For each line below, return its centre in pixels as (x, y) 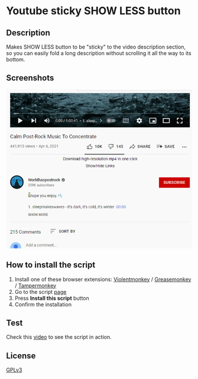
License (21, 356)
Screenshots (30, 78)
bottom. (16, 59)
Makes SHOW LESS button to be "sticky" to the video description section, (96, 47)
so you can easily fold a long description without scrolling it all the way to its (99, 53)
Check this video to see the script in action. (59, 337)
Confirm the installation (43, 304)
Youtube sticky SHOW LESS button (94, 11)
